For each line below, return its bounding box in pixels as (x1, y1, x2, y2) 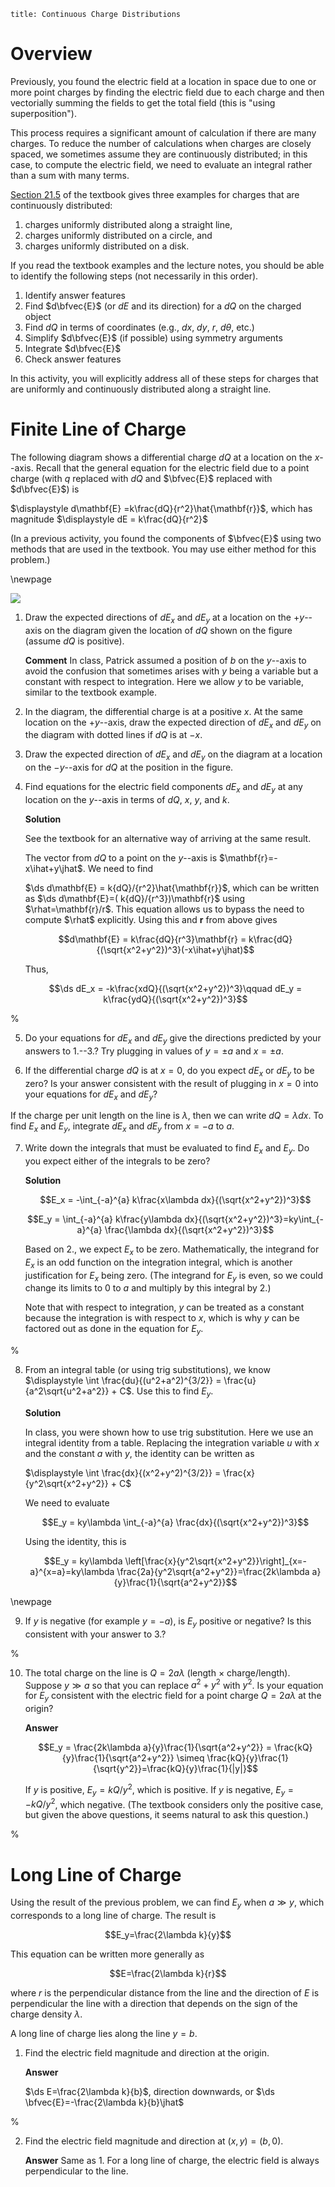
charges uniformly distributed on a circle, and (24, 229, 213, 241)
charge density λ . (10, 2008, 83, 2020)
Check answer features (24, 353, 122, 365)
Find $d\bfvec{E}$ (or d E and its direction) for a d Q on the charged (24, 300, 302, 312)
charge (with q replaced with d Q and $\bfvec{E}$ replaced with (10, 472, 273, 484)
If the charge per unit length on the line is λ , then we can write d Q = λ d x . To (10, 1110, 324, 1122)
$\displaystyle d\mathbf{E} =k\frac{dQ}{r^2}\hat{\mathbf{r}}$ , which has (10, 502, 313, 514)
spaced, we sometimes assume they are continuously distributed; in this (10, 148, 308, 160)
